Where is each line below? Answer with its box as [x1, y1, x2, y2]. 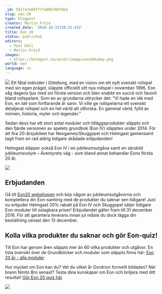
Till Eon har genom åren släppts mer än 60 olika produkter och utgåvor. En [5, 244, 153, 250]
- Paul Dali [9, 43, 34, 48]
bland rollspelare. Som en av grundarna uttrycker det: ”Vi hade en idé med [5, 95, 153, 101]
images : [5, 52, 21, 57]
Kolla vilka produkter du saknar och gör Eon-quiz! [5, 231, 158, 240]
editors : [5, 39, 23, 44]
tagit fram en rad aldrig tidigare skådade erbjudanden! [5, 136, 113, 141]
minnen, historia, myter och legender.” [5, 111, 81, 117]
